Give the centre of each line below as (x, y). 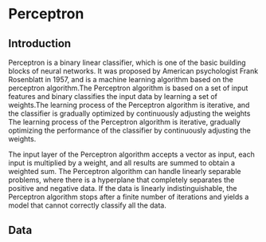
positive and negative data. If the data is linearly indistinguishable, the (123, 188)
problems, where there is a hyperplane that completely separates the (121, 180)
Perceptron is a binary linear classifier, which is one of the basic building (127, 62)
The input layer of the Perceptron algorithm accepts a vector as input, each (131, 154)
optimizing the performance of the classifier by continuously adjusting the (129, 130)
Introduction (40, 44)
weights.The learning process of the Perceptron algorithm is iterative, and (129, 105)
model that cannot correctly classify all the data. (88, 205)
